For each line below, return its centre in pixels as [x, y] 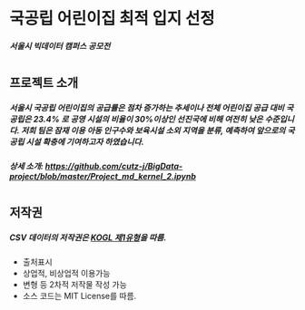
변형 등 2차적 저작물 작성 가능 [74, 285]
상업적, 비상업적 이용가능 [66, 274]
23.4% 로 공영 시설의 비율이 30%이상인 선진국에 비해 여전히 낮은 [148, 119]
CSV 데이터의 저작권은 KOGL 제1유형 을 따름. [88, 237]
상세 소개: [26, 166]
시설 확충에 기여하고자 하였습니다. [85, 141]
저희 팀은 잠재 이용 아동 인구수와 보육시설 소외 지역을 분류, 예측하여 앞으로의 [153, 130]
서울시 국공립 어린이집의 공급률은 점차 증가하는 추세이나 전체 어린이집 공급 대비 [147, 107]
